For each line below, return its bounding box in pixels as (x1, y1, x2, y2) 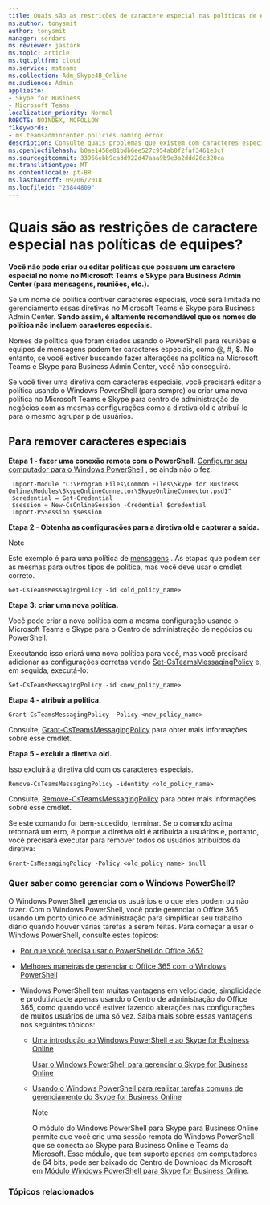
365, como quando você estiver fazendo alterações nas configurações (19, 1002, 255, 1012)
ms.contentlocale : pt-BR (8, 169, 92, 177)
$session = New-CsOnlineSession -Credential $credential (11, 501, 207, 509)
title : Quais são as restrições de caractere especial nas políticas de (8, 11, 257, 20)
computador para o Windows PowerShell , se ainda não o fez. (8, 464, 213, 474)
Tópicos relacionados (8, 1186, 95, 1197)
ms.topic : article (8, 49, 70, 57)
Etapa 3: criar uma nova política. (8, 600, 119, 609)
